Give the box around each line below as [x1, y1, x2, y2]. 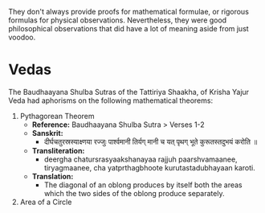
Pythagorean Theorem [19, 111, 95, 121]
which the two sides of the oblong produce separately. [43, 188, 225, 198]
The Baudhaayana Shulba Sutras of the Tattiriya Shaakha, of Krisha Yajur [8, 87, 250, 96]
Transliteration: [31, 145, 85, 155]
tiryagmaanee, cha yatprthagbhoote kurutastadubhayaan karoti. [43, 162, 255, 172]
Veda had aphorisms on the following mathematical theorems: [8, 96, 214, 105]
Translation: [31, 171, 74, 181]
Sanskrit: [31, 128, 63, 137]
